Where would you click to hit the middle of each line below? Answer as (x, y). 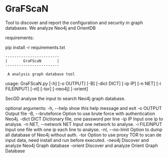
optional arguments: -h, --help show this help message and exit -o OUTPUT (83, 108)
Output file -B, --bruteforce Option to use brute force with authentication (80, 113)
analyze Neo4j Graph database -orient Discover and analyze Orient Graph (81, 145)
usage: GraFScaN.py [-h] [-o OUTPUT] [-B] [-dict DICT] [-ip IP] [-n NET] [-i (83, 83)
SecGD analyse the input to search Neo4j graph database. (65, 98)
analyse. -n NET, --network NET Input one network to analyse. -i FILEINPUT (84, 124)
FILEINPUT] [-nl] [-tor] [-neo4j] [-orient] (47, 89)
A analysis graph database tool (41, 74)
